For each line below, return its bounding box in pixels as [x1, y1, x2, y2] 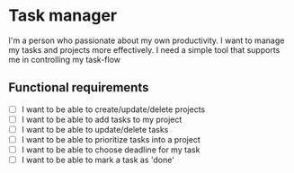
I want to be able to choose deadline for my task [21, 144, 200, 155]
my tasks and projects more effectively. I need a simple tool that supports [8, 44, 281, 55]
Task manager [8, 5, 118, 26]
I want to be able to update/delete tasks [21, 124, 169, 134]
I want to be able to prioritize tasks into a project [21, 134, 201, 144]
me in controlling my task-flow [8, 54, 121, 65]
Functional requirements [8, 80, 149, 95]
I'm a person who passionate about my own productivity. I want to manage [8, 35, 285, 46]
